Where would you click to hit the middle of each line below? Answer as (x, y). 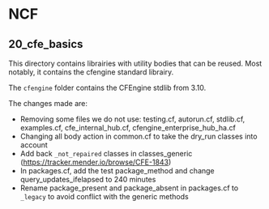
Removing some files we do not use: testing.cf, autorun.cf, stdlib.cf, (132, 119)
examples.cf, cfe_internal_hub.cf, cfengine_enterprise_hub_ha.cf (128, 128)
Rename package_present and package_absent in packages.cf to (129, 188)
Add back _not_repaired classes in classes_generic (106, 154)
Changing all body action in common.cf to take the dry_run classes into (139, 136)
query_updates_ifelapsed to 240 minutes (88, 179)
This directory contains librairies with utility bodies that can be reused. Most (135, 63)
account (34, 145)
